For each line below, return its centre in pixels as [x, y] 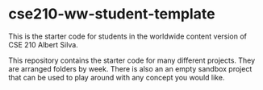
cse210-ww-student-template [112, 14]
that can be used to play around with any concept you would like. [117, 77]
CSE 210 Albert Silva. [43, 44]
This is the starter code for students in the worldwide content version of [128, 36]
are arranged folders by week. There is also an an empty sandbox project [130, 68]
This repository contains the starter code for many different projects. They [132, 60]
